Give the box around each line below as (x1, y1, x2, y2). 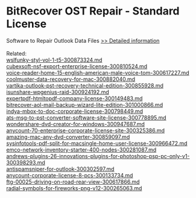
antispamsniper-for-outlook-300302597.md (6, 165, 115, 173)
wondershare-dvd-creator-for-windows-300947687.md (6, 120, 145, 127)
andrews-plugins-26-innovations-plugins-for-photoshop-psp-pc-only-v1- (6, 152, 190, 159)
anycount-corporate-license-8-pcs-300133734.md (6, 171, 133, 179)
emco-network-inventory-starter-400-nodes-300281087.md (6, 146, 157, 153)
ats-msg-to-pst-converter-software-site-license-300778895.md (6, 113, 167, 121)
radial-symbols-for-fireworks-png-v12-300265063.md (6, 184, 142, 191)
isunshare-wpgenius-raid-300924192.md (6, 88, 110, 95)
